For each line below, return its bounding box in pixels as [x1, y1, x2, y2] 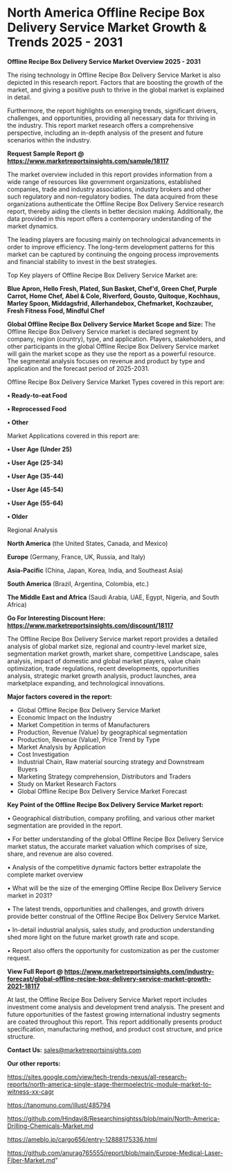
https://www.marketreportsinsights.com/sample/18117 [7, 156, 170, 165]
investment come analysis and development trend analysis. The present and [7, 1002, 225, 1011]
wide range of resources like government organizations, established [7, 177, 202, 185]
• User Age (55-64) [7, 499, 64, 507]
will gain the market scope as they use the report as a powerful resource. [7, 349, 216, 358]
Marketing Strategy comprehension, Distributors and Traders [17, 772, 192, 781]
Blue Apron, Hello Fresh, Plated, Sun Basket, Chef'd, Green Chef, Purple [7, 284, 217, 292]
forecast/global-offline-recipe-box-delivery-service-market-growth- [7, 974, 211, 983]
